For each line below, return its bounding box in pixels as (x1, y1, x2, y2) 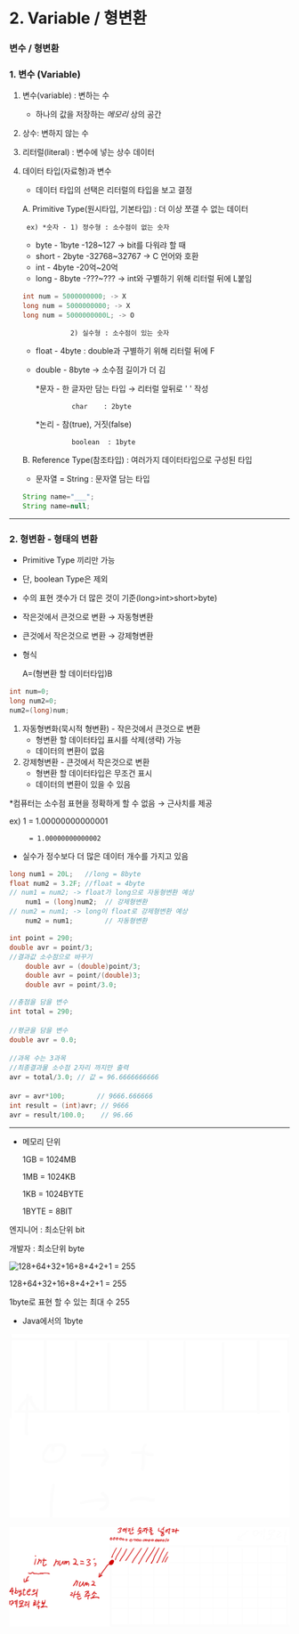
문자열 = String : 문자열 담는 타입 (35, 474, 150, 484)
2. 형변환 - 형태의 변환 (9, 532, 98, 545)
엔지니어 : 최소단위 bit (9, 1223, 85, 1234)
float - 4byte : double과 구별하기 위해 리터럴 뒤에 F (35, 345, 215, 356)
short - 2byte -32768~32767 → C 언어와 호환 (35, 251, 199, 262)
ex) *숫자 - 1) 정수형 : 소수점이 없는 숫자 (26, 224, 170, 232)
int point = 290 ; (9, 933, 74, 942)
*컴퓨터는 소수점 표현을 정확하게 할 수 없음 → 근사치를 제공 (9, 798, 213, 809)
